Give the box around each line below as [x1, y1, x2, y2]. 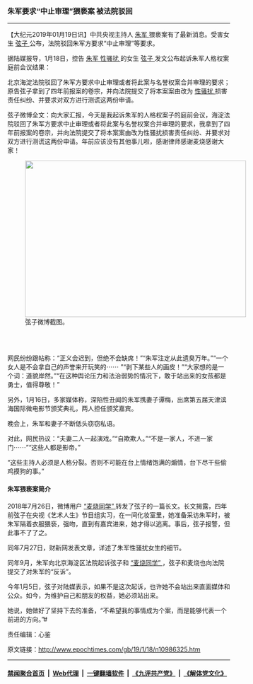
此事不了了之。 [7, 528, 51, 537]
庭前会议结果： [7, 63, 51, 71]
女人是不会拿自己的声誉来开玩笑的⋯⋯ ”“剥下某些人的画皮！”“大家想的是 [7, 363, 218, 371]
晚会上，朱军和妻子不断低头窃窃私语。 [7, 419, 119, 428]
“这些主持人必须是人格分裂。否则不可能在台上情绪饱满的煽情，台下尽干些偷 [7, 458, 228, 467]
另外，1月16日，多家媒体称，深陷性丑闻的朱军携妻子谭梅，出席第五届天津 [7, 395, 221, 404]
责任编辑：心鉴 [7, 630, 51, 638]
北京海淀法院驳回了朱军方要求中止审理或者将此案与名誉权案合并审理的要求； [7, 78, 230, 86]
